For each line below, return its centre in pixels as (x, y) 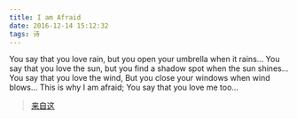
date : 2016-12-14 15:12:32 (59, 26)
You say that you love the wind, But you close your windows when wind (140, 78)
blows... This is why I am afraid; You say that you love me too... (124, 87)
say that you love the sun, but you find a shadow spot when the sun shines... (149, 68)
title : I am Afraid (45, 17)
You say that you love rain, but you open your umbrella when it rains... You (145, 59)
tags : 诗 (24, 34)
